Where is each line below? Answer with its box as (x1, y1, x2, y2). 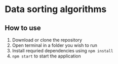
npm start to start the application (12, 53, 82, 59)
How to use (5, 24, 41, 32)
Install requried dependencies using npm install (12, 48, 113, 53)
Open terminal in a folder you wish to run (12, 42, 97, 48)
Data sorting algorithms (5, 4, 107, 15)
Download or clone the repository (12, 37, 82, 43)
